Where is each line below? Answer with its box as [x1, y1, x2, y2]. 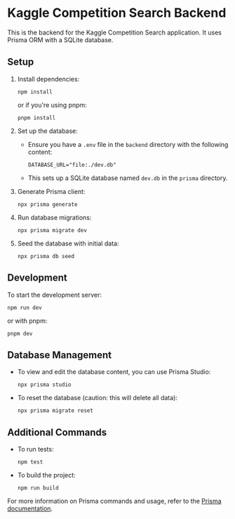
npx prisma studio [17, 381, 72, 388]
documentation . [7, 504, 53, 513]
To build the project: [17, 471, 76, 480]
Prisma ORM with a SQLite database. [7, 35, 114, 44]
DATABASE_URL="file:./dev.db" [27, 161, 117, 168]
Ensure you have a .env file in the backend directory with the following [27, 140, 229, 148]
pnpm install [17, 114, 56, 121]
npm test [17, 459, 43, 466]
